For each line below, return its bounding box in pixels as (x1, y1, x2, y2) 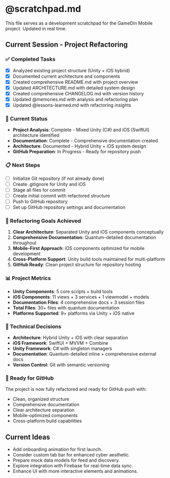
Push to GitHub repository (12, 198, 68, 204)
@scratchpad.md (5, 3, 81, 15)
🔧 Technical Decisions (5, 323, 61, 330)
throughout (12, 240, 37, 246)
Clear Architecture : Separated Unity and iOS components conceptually (12, 229, 164, 235)
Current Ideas (5, 432, 50, 441)
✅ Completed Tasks (5, 56, 56, 63)
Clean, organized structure (12, 396, 70, 402)
